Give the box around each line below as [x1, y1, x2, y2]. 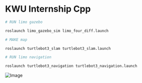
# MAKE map [5, 37, 28, 42]
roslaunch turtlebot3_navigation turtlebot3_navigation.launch [5, 63, 138, 69]
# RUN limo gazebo [5, 20, 43, 24]
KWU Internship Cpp [5, 3, 91, 15]
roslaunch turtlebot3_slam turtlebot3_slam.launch [5, 46, 111, 51]
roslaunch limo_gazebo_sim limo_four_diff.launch [5, 28, 109, 33]
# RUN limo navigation [5, 55, 52, 60]
